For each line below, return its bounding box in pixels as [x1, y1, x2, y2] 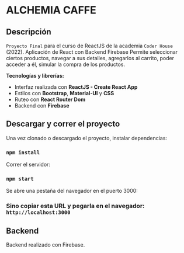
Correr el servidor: [6, 161, 51, 168]
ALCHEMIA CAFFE [6, 4, 96, 17]
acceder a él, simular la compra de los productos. [6, 61, 126, 68]
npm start [6, 176, 34, 182]
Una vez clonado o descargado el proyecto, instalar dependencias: [6, 134, 168, 141]
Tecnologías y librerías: [6, 72, 64, 79]
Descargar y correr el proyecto [6, 119, 120, 129]
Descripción [6, 27, 51, 37]
